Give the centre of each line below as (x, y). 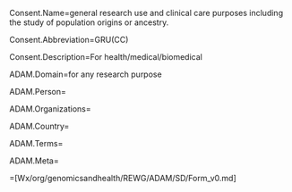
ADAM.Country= (39, 126)
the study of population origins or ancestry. (89, 22)
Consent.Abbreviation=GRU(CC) (69, 40)
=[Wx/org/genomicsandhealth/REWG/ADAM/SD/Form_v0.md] (123, 178)
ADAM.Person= (38, 92)
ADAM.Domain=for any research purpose (86, 74)
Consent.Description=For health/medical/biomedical (106, 57)
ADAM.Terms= (36, 143)
